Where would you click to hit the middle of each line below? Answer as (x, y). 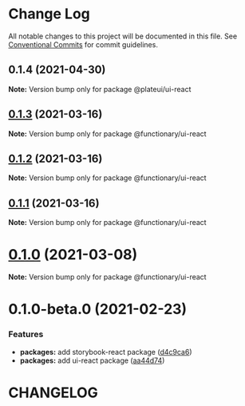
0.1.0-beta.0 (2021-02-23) (98, 310)
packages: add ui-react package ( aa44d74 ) (92, 360)
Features (26, 335)
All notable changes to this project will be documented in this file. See (123, 36)
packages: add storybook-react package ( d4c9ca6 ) (106, 352)
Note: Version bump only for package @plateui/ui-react (100, 89)
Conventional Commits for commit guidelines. (83, 44)
